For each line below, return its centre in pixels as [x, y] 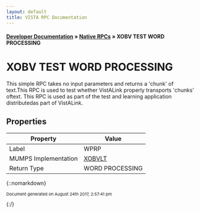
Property [44, 139]
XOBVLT [95, 158]
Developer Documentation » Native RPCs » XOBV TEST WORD [86, 37]
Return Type [26, 168]
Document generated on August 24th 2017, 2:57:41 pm [59, 194]
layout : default [26, 12]
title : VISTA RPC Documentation [47, 17]
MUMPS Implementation [44, 158]
